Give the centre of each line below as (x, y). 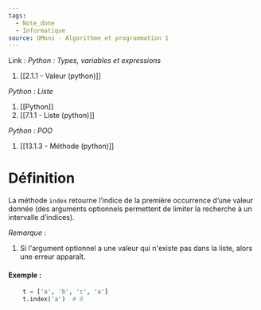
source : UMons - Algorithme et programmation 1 (89, 38)
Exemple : (25, 275)
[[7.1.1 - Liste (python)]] (57, 116)
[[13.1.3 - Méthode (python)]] (67, 146)
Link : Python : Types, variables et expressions (85, 61)
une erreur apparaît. (53, 257)
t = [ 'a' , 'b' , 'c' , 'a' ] (66, 292)
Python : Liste (31, 92)
